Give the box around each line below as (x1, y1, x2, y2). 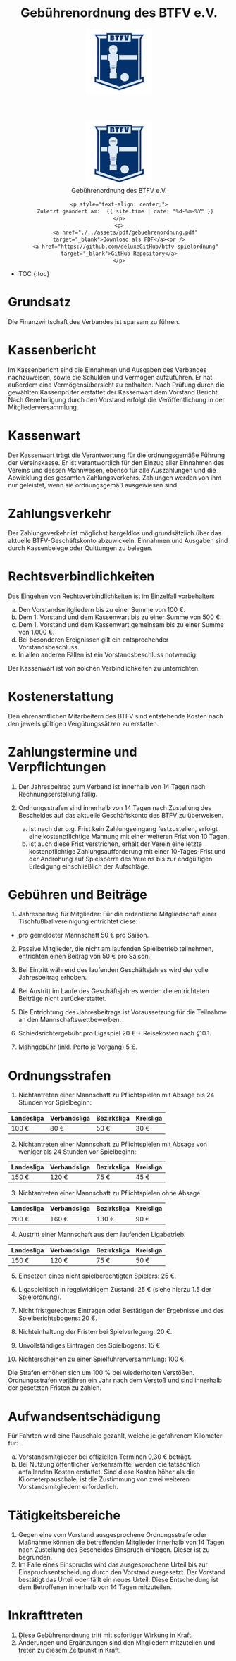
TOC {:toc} (18, 269, 50, 278)
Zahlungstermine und (8, 744, 137, 760)
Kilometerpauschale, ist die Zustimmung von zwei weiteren (18, 1475, 190, 1483)
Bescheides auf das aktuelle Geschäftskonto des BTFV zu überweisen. (18, 811, 224, 819)
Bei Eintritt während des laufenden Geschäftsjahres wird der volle (18, 966, 209, 974)
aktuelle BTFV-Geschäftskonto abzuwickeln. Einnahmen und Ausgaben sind (8, 536, 228, 545)
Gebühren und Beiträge (8, 886, 147, 902)
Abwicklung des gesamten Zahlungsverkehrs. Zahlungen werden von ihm (8, 473, 221, 482)
